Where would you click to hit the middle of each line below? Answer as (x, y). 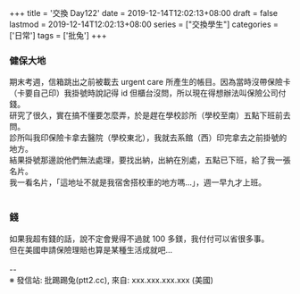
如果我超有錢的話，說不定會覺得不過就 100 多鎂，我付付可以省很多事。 (139, 239)
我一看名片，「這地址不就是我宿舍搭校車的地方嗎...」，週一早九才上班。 (138, 182)
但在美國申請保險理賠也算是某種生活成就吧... (91, 249)
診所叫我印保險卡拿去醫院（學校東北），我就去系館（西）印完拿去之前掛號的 (148, 138)
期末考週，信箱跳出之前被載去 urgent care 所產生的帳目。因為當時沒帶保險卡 (150, 82)
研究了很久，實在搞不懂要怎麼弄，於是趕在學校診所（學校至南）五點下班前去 (150, 115)
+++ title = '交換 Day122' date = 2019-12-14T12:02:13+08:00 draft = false (144, 13)
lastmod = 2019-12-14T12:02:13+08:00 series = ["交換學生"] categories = (144, 24)
